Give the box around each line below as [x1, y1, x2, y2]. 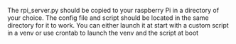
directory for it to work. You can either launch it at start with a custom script [7, 21, 229, 29]
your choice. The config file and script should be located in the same [7, 13, 209, 22]
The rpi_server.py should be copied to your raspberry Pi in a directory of [7, 6, 219, 14]
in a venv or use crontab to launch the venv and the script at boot [7, 28, 199, 37]
